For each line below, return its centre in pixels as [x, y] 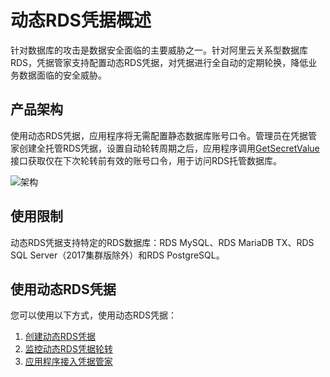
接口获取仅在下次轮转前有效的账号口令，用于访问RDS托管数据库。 [146, 160]
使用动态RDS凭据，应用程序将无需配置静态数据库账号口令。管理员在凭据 [159, 135]
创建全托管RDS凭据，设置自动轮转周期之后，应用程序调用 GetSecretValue [169, 148]
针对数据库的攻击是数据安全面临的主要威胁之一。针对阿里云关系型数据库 [159, 50]
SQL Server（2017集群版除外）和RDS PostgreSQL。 [117, 255]
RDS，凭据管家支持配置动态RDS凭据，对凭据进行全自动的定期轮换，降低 [159, 62]
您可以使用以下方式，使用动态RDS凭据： [94, 315]
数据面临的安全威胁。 [62, 75]
